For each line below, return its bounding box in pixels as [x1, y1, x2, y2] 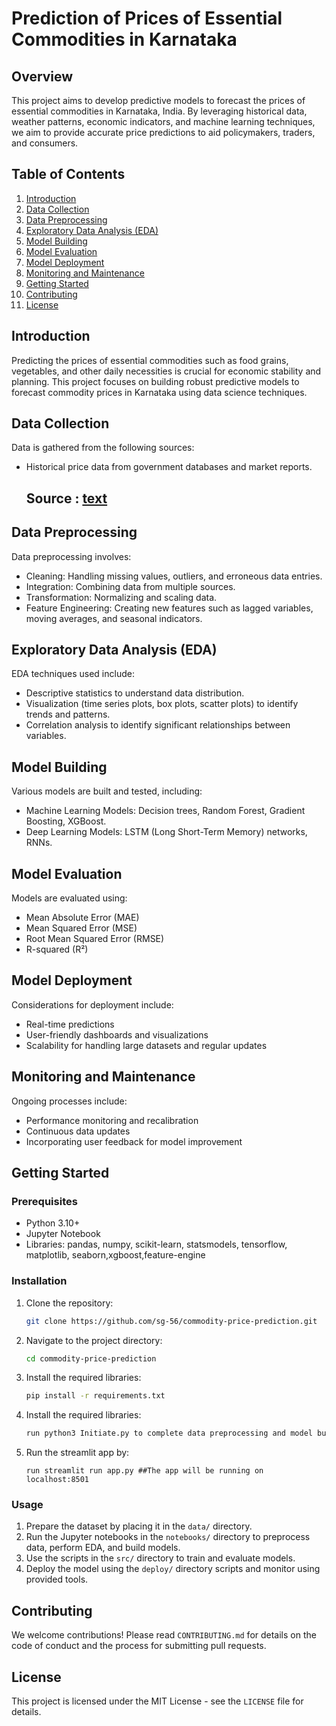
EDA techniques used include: [11, 668, 135, 680]
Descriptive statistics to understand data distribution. [25, 687, 245, 699]
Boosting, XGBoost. [25, 815, 107, 827]
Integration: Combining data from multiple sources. [25, 580, 236, 592]
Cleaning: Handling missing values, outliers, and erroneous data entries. [25, 570, 323, 582]
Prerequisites [11, 1195, 78, 1209]
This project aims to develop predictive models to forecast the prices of [11, 95, 306, 106]
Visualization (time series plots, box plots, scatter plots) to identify [25, 698, 299, 710]
